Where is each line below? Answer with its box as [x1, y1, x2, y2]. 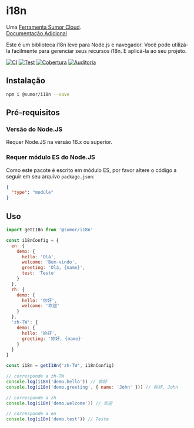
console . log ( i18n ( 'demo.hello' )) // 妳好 [6, 379, 108, 385]
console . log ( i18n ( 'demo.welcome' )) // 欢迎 [6, 400, 113, 406]
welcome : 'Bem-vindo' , [21, 260, 78, 265]
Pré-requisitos [6, 107, 61, 118]
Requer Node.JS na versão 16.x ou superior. [6, 139, 113, 146]
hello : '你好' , [21, 298, 58, 304]
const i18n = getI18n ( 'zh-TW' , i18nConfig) [6, 363, 115, 369]
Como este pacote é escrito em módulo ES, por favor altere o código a [6, 166, 177, 174]
